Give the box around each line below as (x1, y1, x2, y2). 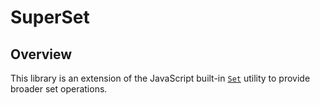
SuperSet (10, 6, 90, 29)
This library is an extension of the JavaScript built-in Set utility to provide (10, 72, 311, 84)
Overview (10, 46, 73, 63)
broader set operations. (10, 83, 108, 95)
